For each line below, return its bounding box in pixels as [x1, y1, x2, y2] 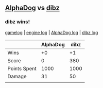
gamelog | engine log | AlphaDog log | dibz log [5, 29, 98, 35]
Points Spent [7, 65, 36, 72]
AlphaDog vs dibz [5, 4, 60, 12]
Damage [7, 73, 27, 80]
